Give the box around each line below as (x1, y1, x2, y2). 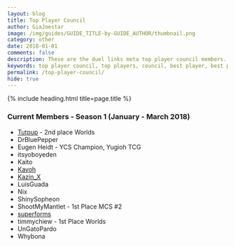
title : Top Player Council (7, 17, 86, 24)
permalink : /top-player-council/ (7, 69, 105, 76)
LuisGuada (17, 180, 49, 188)
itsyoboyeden (17, 150, 57, 158)
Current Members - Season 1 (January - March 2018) (7, 112, 190, 122)
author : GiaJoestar (7, 23, 64, 30)
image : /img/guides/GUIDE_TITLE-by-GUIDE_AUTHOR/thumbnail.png (7, 29, 196, 37)
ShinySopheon (17, 195, 60, 203)
